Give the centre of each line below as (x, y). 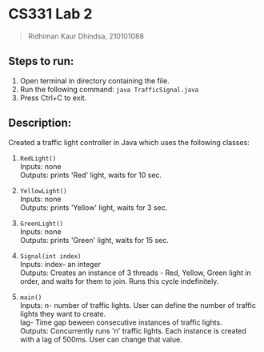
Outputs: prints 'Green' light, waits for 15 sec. (94, 240)
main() (31, 297)
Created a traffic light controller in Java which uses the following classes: (129, 142)
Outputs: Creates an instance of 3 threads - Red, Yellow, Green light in (136, 273)
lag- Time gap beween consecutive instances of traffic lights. (121, 322)
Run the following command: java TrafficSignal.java (109, 89)
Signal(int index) (50, 256)
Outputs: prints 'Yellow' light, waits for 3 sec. (94, 207)
